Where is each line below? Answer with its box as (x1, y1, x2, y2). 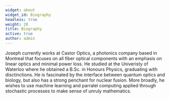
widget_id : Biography (5, 12, 51, 17)
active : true (5, 31, 33, 36)
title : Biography (5, 27, 42, 32)
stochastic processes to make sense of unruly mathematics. (5, 88, 131, 94)
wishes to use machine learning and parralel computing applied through (5, 82, 156, 88)
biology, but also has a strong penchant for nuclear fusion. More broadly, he (5, 77, 165, 83)
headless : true (5, 17, 38, 22)
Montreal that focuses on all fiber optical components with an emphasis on (5, 55, 162, 61)
